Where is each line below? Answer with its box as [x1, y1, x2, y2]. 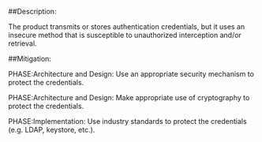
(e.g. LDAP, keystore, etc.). [8, 125, 95, 134]
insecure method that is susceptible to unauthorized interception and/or [8, 31, 242, 39]
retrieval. [8, 39, 37, 48]
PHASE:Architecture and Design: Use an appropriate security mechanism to [8, 69, 255, 78]
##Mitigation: [8, 54, 51, 63]
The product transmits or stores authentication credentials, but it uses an [8, 22, 245, 31]
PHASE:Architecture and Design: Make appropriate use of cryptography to [8, 93, 250, 102]
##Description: [8, 7, 57, 16]
